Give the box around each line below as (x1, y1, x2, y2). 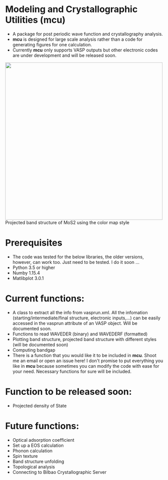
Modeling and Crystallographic (5, 4, 138, 15)
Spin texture (12, 453, 38, 459)
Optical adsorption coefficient (12, 437, 74, 443)
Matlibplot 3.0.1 (12, 275, 44, 281)
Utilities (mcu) (5, 14, 66, 26)
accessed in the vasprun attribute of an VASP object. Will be (12, 320, 137, 326)
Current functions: (5, 293, 85, 304)
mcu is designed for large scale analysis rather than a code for (12, 36, 143, 42)
